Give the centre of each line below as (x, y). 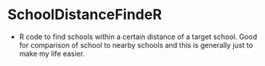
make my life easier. (52, 53)
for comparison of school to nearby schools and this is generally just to (136, 45)
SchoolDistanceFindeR (85, 15)
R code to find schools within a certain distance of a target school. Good (138, 37)
